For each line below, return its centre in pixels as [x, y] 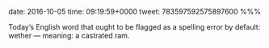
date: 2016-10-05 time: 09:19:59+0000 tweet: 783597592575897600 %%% [134, 12]
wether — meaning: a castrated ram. [69, 36]
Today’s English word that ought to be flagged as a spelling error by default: [134, 27]
